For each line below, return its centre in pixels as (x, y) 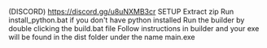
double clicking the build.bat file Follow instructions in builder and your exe (134, 28)
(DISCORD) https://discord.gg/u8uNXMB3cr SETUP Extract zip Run (121, 12)
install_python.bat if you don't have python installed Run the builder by (127, 20)
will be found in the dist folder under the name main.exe (102, 37)
